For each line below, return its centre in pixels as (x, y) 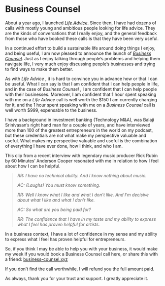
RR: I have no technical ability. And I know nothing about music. (82, 175)
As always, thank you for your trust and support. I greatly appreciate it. (77, 278)
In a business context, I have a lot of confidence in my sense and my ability (81, 234)
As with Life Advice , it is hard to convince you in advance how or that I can (81, 79)
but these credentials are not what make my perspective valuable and (76, 135)
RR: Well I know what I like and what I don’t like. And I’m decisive (83, 195)
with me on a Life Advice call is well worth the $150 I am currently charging (81, 99)
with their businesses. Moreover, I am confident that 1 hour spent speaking (81, 94)
